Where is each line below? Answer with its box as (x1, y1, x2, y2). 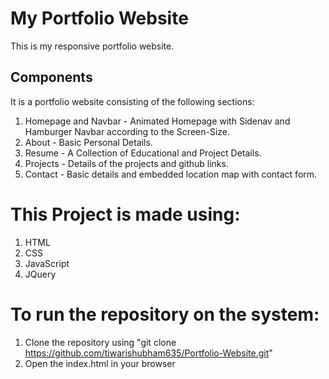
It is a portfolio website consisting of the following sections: (10, 95, 255, 107)
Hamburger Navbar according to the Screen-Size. (24, 125, 231, 137)
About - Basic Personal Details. (24, 136, 153, 148)
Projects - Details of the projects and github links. (24, 157, 229, 169)
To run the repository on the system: (10, 303, 320, 326)
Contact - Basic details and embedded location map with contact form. (24, 168, 318, 180)
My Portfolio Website (10, 7, 189, 30)
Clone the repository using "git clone (24, 336, 177, 348)
